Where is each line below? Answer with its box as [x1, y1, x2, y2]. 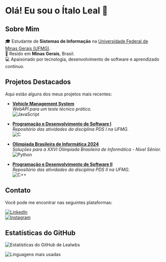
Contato [5, 186, 31, 195]
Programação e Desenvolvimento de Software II [12, 161, 113, 167]
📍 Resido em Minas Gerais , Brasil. [5, 51, 75, 57]
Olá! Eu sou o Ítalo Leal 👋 [5, 5, 108, 16]
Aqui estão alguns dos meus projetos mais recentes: [5, 91, 112, 97]
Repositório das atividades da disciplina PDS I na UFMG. [12, 126, 129, 132]
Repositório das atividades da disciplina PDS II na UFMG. [12, 167, 130, 173]
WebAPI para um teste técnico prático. [12, 106, 92, 112]
